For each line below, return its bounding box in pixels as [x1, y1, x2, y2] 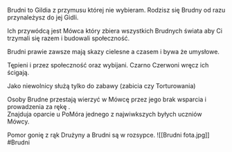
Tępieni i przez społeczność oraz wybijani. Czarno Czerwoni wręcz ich [7, 61, 209, 69]
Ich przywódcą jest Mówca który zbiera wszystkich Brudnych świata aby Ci [7, 27, 223, 35]
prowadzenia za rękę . [7, 103, 71, 110]
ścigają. [7, 69, 30, 76]
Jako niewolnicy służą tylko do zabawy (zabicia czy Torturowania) [7, 82, 196, 90]
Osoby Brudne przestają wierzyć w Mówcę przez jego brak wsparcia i [7, 95, 206, 103]
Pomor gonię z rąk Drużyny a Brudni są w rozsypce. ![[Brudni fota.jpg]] [7, 131, 210, 139]
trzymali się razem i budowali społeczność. [7, 34, 130, 42]
